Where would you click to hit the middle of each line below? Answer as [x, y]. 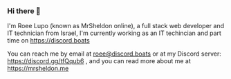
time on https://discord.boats [48, 41]
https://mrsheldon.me [38, 69]
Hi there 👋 [24, 11]
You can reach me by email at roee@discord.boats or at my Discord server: [114, 54]
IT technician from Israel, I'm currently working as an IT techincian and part [114, 33]
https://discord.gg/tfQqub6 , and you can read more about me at [99, 61]
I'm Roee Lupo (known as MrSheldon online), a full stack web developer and [116, 26]
